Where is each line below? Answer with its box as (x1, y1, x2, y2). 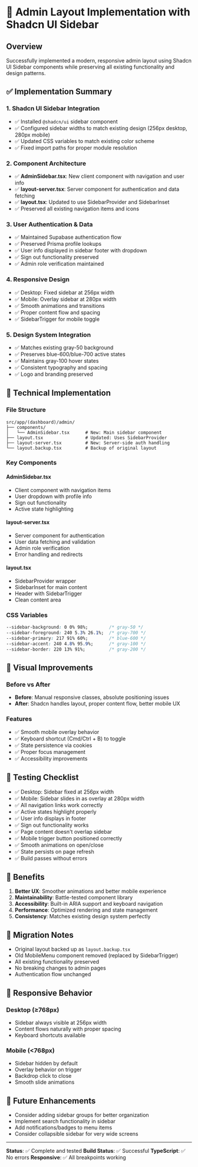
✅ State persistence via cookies (14, 742, 93, 749)
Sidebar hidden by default (14, 1060, 78, 1067)
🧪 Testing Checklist (6, 772, 79, 782)
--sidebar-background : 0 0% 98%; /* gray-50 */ (6, 625, 144, 630)
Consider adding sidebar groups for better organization (14, 1111, 149, 1119)
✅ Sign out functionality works (14, 821, 89, 828)
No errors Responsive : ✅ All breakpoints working (6, 1153, 127, 1161)
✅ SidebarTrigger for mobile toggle (14, 316, 100, 323)
